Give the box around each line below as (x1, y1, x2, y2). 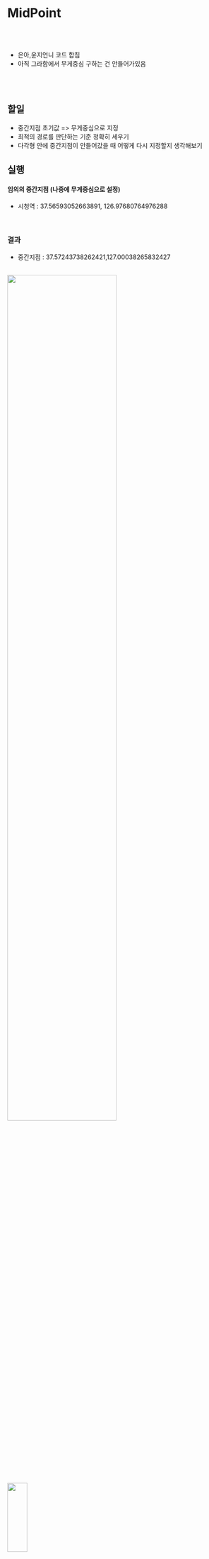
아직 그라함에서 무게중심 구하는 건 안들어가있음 (17, 59, 146, 68)
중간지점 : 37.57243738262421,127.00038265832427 (17, 253, 171, 261)
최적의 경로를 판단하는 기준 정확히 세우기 (17, 132, 129, 141)
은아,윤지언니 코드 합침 (17, 50, 80, 59)
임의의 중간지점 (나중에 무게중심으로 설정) (7, 185, 121, 193)
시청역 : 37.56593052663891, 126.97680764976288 (17, 202, 168, 210)
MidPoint (7, 5, 61, 21)
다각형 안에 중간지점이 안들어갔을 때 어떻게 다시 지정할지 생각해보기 (17, 141, 203, 149)
